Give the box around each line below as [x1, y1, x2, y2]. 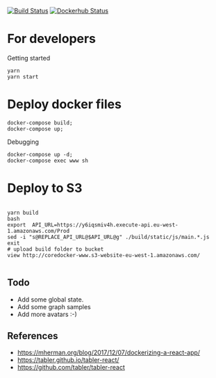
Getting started [7, 54, 51, 62]
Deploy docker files [7, 97, 122, 113]
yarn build [7, 209, 39, 216]
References [7, 330, 58, 342]
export [7, 221, 26, 229]
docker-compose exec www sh [7, 157, 89, 164]
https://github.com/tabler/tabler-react [17, 363, 125, 372]
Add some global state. [17, 295, 84, 304]
